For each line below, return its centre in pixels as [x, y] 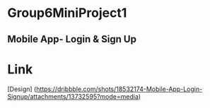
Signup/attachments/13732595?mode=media [73, 96]
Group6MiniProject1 [67, 13]
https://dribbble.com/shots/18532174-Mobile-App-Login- [119, 89]
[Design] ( [22, 89]
